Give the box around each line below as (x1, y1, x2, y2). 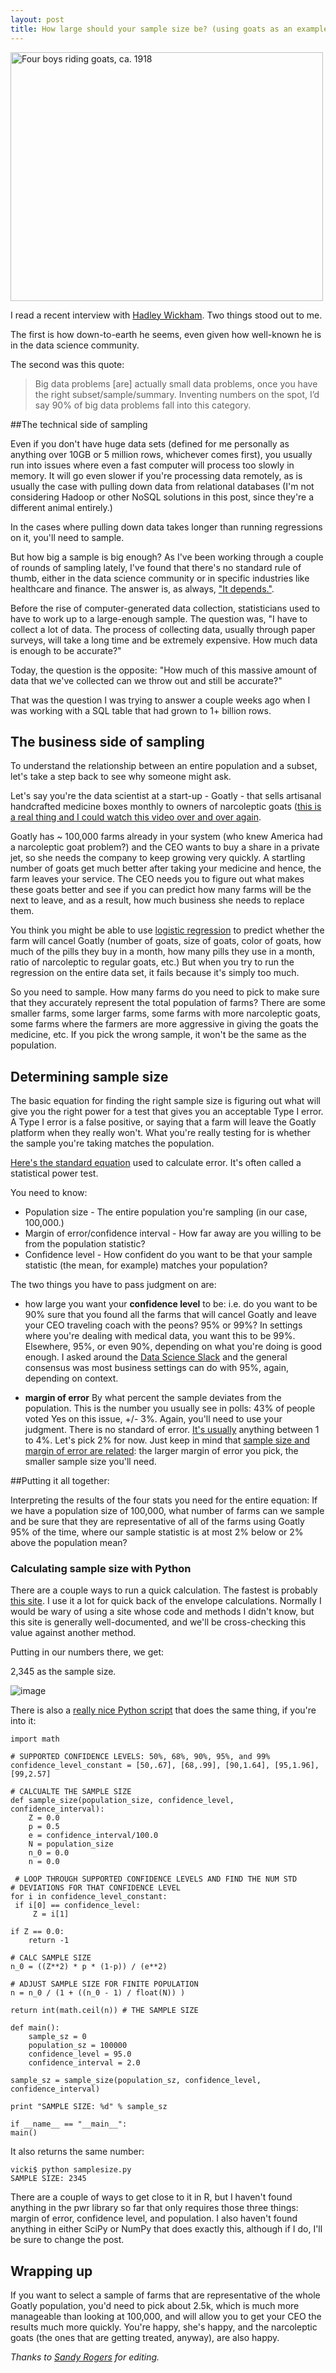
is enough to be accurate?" (10, 644, 122, 656)
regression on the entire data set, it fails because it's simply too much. (10, 967, 300, 979)
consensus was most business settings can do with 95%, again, (24, 1362, 290, 1374)
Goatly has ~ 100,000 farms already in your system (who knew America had (10, 831, 323, 843)
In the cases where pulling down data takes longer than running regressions (10, 521, 323, 533)
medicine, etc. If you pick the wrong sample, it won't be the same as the (10, 1029, 307, 1041)
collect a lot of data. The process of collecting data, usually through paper (10, 623, 316, 635)
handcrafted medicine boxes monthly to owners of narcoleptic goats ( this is (10, 801, 322, 813)
